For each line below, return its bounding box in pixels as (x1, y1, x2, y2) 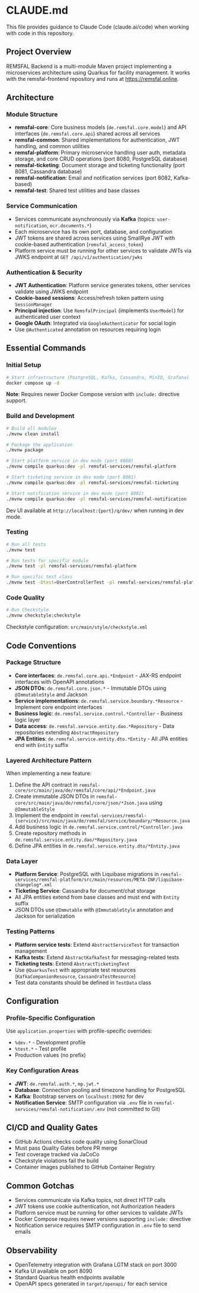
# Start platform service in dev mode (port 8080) (6, 458, 134, 464)
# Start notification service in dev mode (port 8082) (6, 490, 145, 497)
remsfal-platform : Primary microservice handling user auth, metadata (14, 149, 186, 156)
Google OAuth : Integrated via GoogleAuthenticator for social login (14, 319, 176, 327)
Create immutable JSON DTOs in (14, 793, 95, 800)
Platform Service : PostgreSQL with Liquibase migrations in (14, 871, 159, 878)
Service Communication (6, 202, 78, 210)
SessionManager (14, 302, 53, 308)
